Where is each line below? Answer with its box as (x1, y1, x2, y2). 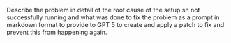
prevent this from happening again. (6, 28, 107, 36)
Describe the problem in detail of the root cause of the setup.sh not (6, 6, 200, 14)
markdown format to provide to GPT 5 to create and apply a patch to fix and (6, 21, 225, 28)
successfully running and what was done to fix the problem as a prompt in (6, 13, 220, 21)
